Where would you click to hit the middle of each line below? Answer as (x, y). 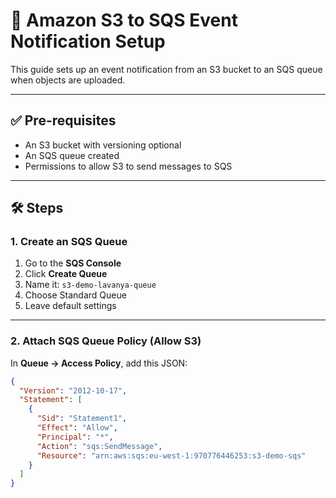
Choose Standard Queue (75, 295)
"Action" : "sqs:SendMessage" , (99, 446)
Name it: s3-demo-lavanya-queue (90, 285)
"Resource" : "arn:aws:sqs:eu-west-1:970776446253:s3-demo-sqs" (171, 455)
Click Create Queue (66, 274)
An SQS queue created (72, 155)
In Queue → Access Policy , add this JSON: (99, 363)
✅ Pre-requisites (63, 120)
